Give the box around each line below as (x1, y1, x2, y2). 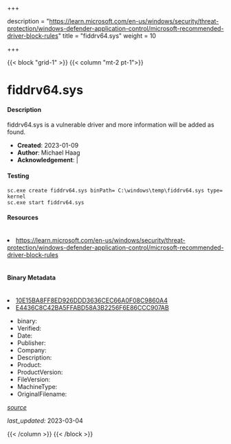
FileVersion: (16, 375, 51, 384)
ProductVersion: (16, 368, 63, 376)
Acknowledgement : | (16, 156, 79, 164)
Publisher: (16, 339, 46, 347)
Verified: (16, 324, 42, 332)
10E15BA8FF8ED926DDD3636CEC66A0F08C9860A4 (16, 296, 168, 304)
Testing (7, 171, 30, 179)
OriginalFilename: (16, 390, 67, 398)
